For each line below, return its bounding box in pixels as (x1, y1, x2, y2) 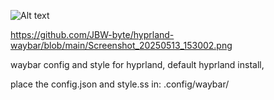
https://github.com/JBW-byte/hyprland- (10, 29, 175, 40)
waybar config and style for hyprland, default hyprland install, (10, 59, 265, 70)
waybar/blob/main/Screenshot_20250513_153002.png (10, 40, 233, 51)
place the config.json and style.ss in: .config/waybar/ (10, 78, 230, 90)
